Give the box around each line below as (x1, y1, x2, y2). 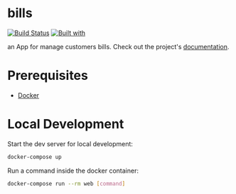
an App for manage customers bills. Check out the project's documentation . (7, 42, 230, 51)
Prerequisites (7, 68, 89, 83)
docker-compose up (7, 153, 62, 160)
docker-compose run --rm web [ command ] (7, 180, 126, 187)
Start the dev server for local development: (7, 139, 134, 148)
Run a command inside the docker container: (7, 166, 139, 175)
